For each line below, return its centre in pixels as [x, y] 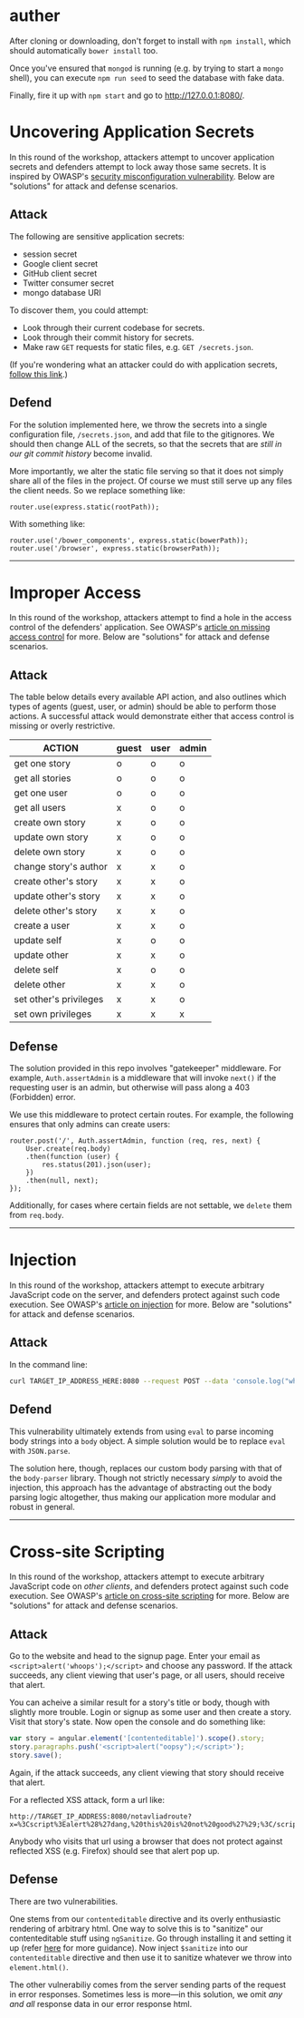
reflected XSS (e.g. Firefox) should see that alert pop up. [114, 1850]
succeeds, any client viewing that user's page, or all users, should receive [147, 1675]
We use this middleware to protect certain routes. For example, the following [152, 1115]
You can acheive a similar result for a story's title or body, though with [140, 1702]
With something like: [47, 523]
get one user [41, 793]
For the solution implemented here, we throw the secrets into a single [138, 424]
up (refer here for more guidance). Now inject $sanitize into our [129, 1947]
